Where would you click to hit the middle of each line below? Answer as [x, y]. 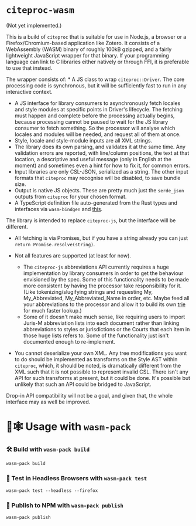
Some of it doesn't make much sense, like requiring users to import [104, 317]
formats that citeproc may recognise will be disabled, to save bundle [97, 178]
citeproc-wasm [40, 10]
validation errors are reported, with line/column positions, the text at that [102, 153]
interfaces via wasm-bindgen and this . [59, 209]
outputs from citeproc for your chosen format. [71, 196]
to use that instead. [29, 68]
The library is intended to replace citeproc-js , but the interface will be [91, 220]
